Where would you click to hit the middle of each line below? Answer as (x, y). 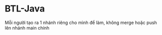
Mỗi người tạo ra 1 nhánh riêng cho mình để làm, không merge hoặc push (81, 22)
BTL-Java (25, 9)
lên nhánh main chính (27, 27)
